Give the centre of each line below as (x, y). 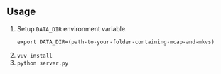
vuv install (34, 55)
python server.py (43, 63)
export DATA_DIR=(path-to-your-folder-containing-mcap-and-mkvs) (115, 42)
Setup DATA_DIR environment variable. (72, 28)
